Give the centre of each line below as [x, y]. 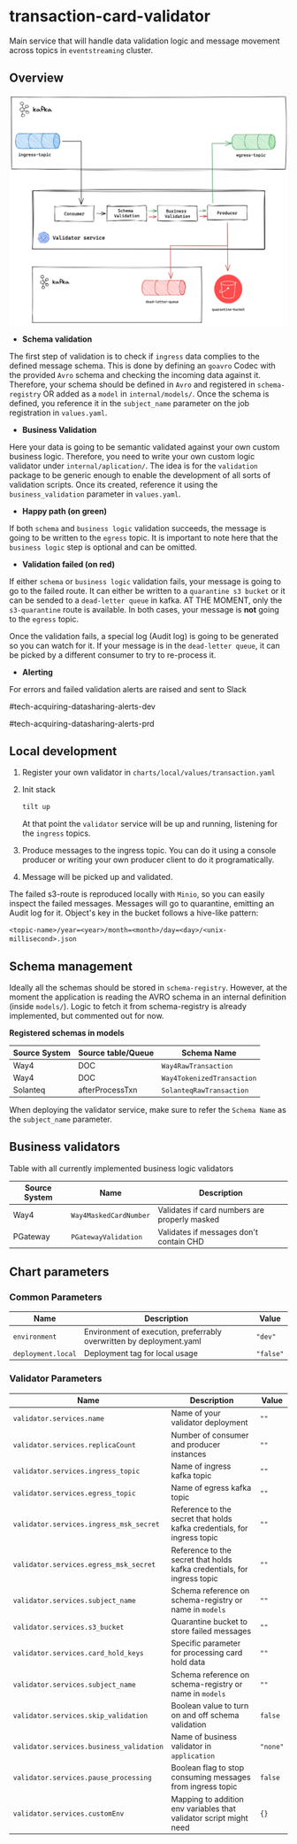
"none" [272, 1747]
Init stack [38, 790]
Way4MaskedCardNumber [110, 1215]
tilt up [36, 807]
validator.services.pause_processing [82, 1778]
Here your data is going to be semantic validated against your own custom [145, 447]
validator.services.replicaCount [74, 1445]
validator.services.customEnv [69, 1814]
